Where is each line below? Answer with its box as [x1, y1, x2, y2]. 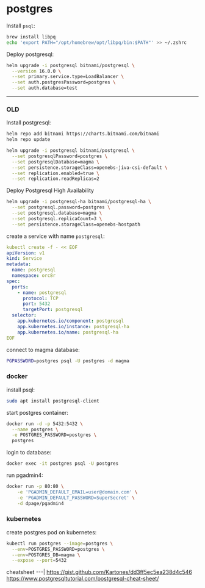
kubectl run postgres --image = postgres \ [6, 540, 113, 547]
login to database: [6, 449, 52, 456]
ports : [12, 284, 29, 290]
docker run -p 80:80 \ [6, 484, 64, 490]
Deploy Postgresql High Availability [6, 187, 95, 194]
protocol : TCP [22, 295, 59, 301]
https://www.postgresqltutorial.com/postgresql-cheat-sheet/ [6, 575, 159, 583]
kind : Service [6, 256, 43, 262]
